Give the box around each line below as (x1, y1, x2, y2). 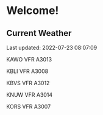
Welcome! (6, 4, 59, 18)
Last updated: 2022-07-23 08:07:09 (6, 44, 98, 51)
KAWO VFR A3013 (6, 56, 52, 63)
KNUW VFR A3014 (6, 91, 53, 98)
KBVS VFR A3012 (6, 80, 50, 86)
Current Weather (6, 28, 72, 38)
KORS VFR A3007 (6, 103, 51, 110)
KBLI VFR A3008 (6, 68, 49, 75)
